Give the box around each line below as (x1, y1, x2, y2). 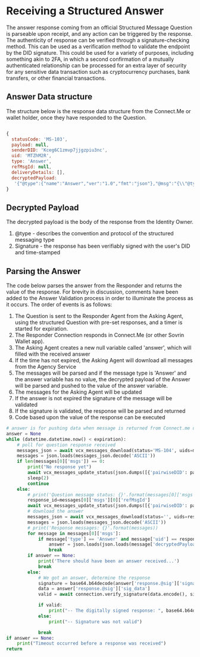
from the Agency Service (14, 363, 76, 370)
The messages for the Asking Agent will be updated (14, 388, 142, 396)
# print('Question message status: (27, 491, 116, 498)
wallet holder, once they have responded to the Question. (6, 114, 147, 121)
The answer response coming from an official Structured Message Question (6, 24, 192, 31)
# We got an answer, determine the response (37, 575, 151, 581)
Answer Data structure (6, 92, 93, 102)
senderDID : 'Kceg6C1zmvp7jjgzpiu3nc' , (11, 147, 108, 153)
